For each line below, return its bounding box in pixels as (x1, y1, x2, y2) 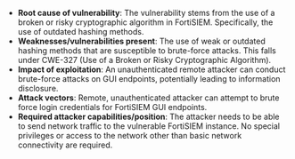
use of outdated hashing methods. (17, 27, 144, 36)
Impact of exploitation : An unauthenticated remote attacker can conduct (17, 64, 286, 75)
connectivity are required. (17, 139, 113, 150)
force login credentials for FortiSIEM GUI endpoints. (17, 102, 208, 112)
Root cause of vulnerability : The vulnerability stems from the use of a (17, 8, 275, 18)
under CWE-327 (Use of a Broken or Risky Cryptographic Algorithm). (17, 55, 272, 65)
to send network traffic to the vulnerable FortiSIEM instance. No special (17, 121, 281, 131)
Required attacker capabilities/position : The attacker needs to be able (17, 111, 280, 122)
